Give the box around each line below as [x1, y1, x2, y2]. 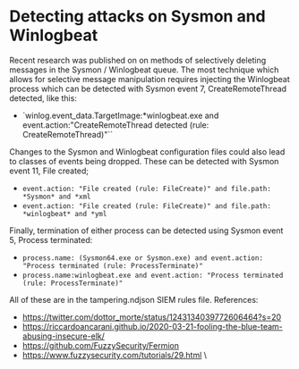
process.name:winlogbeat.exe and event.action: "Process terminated [21, 271, 284, 280]
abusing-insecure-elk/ [21, 331, 105, 341]
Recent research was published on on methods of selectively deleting [9, 55, 267, 65]
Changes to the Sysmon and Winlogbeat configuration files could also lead [9, 146, 286, 157]
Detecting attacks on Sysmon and [9, 6, 266, 27]
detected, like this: [9, 92, 78, 104]
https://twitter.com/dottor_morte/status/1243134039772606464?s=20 [21, 311, 282, 323]
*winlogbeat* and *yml [21, 209, 107, 218]
